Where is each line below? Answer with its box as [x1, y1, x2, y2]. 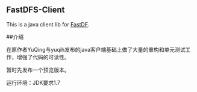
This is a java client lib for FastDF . [6, 20, 90, 28]
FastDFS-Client [6, 5, 65, 15]
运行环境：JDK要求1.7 [6, 79, 60, 86]
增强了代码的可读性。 [16, 54, 70, 61]
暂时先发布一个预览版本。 [6, 66, 70, 73]
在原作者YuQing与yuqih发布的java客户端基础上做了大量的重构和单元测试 [6, 46, 186, 53]
